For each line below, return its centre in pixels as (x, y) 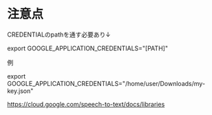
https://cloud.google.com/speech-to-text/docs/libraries (86, 104)
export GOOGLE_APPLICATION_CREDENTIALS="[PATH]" (88, 48)
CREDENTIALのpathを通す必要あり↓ (59, 34)
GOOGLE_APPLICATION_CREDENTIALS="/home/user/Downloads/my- (106, 83)
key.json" (20, 91)
